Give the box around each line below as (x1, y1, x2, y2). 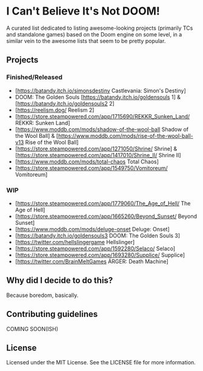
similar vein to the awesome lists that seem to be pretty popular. (6, 37, 166, 44)
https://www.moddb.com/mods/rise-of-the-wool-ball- (58, 132, 194, 139)
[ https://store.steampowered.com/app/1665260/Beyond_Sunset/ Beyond (15, 213, 198, 220)
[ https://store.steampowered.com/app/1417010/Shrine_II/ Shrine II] (15, 151, 181, 158)
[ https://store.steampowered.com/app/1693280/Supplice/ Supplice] (15, 251, 185, 259)
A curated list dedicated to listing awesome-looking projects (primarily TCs (6, 24, 193, 32)
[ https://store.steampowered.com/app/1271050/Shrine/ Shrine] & (15, 145, 178, 152)
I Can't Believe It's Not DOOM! (6, 4, 161, 18)
